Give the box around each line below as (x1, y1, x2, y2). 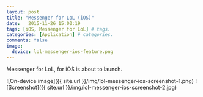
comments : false (6, 37, 48, 43)
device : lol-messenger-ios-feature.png (12, 49, 114, 55)
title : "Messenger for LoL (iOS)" (6, 15, 95, 21)
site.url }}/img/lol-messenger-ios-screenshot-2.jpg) (46, 84, 177, 91)
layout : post (6, 9, 40, 15)
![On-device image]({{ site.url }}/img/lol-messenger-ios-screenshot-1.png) (6, 77, 194, 84)
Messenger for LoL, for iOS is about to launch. (6, 65, 123, 73)
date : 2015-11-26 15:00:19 (6, 20, 81, 26)
